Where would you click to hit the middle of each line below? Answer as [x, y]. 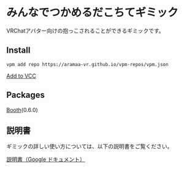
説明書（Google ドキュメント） [46, 159]
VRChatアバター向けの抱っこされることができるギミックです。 [85, 31]
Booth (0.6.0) [22, 110]
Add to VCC [21, 76]
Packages [25, 95]
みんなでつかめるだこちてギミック [93, 13]
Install [18, 51]
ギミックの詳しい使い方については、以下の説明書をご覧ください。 [90, 146]
